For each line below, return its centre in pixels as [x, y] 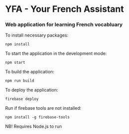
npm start [15, 63]
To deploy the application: [32, 90]
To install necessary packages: [37, 35]
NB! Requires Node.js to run [33, 127]
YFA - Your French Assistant [64, 9]
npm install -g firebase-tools [37, 117]
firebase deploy [22, 99]
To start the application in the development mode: [56, 53]
